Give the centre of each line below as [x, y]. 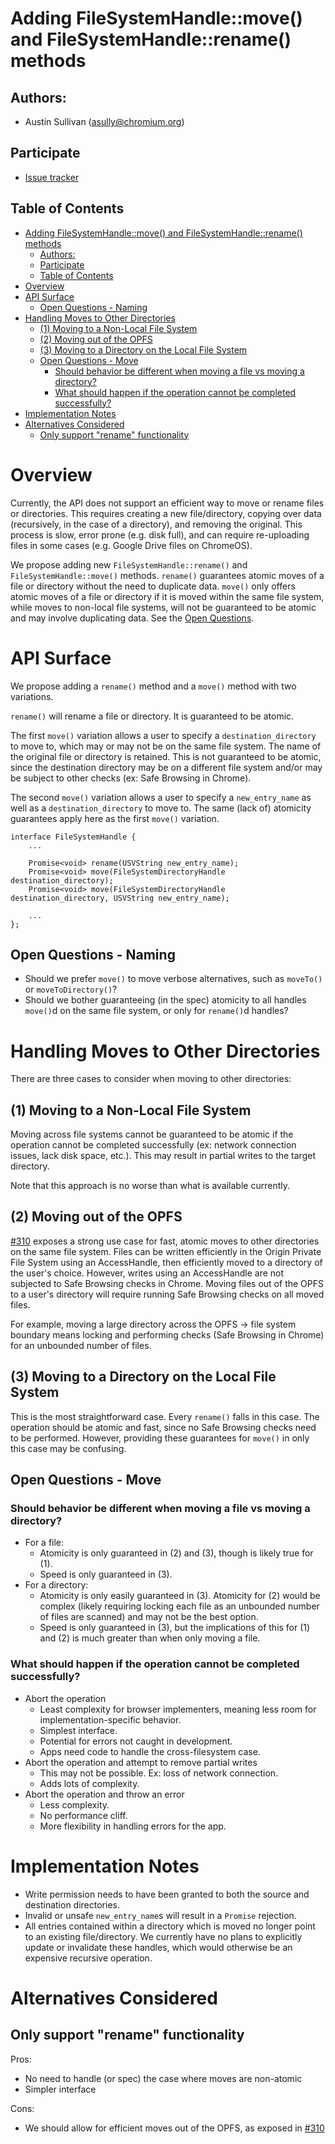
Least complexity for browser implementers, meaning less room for [178, 1709]
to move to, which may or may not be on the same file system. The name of [166, 746]
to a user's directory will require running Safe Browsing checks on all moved [167, 1294]
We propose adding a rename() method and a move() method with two [153, 686]
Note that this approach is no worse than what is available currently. [150, 1186]
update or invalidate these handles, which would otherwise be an [158, 1947]
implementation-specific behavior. [110, 1719]
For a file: [44, 1543]
